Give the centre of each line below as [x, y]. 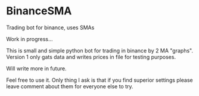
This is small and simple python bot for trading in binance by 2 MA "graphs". [100, 50]
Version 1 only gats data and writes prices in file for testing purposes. [91, 57]
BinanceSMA [39, 11]
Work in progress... [29, 39]
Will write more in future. [36, 68]
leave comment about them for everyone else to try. [70, 86]
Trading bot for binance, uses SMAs [50, 27]
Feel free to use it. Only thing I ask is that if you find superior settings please [99, 80]
